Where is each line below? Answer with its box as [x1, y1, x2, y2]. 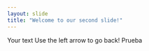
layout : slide [7, 10, 49, 17]
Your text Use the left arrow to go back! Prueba [7, 36, 143, 44]
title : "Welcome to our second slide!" [7, 17, 123, 24]
